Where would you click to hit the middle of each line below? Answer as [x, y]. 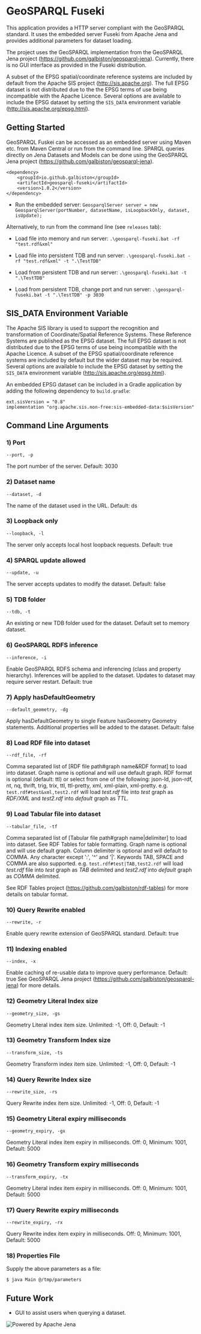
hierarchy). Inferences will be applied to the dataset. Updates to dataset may [101, 675]
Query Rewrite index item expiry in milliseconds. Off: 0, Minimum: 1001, [94, 1233]
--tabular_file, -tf [32, 827]
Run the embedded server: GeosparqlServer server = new [86, 204]
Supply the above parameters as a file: [54, 1269]
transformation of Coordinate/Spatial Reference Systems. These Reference [99, 334]
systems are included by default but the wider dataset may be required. [94, 360]
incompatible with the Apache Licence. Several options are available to [94, 96]
